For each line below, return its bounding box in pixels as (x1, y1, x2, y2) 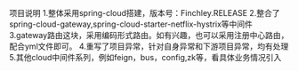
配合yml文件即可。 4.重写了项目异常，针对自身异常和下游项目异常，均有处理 (9, 41, 289, 51)
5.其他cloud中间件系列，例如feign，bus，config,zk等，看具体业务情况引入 (9, 52, 282, 62)
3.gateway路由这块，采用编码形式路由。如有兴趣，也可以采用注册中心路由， (9, 30, 289, 40)
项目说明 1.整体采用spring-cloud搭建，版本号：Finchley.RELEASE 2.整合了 (9, 8, 280, 18)
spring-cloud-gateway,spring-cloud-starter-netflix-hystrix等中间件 (9, 19, 254, 29)
